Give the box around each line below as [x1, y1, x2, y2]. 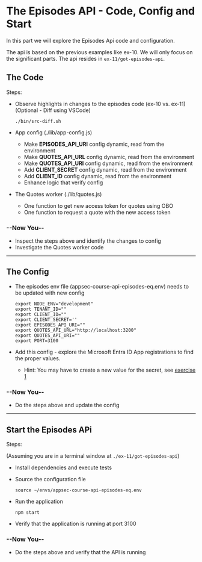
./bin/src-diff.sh [14, 118, 61, 124]
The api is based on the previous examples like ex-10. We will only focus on [6, 48, 194, 55]
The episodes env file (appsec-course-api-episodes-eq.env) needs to [14, 283, 189, 290]
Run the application [14, 498, 63, 505]
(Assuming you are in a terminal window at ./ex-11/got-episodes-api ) [6, 452, 180, 459]
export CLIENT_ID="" [14, 311, 67, 317]
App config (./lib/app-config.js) [14, 128, 93, 136]
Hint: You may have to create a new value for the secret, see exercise [23, 366, 196, 373]
